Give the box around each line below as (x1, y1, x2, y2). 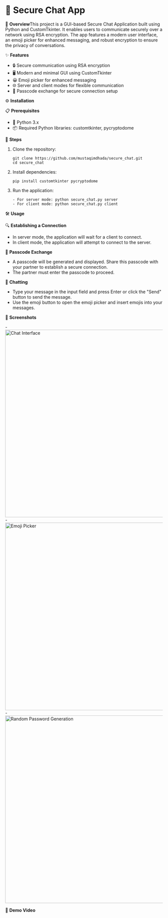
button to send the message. (12, 294, 72, 300)
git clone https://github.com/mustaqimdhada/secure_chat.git (12, 156, 143, 161)
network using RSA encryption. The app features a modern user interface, (5, 32, 158, 38)
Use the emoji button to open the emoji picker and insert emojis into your (12, 299, 162, 305)
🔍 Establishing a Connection (5, 222, 66, 228)
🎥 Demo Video (5, 907, 36, 913)
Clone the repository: (12, 146, 56, 152)
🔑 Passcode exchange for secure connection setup (12, 88, 118, 94)
